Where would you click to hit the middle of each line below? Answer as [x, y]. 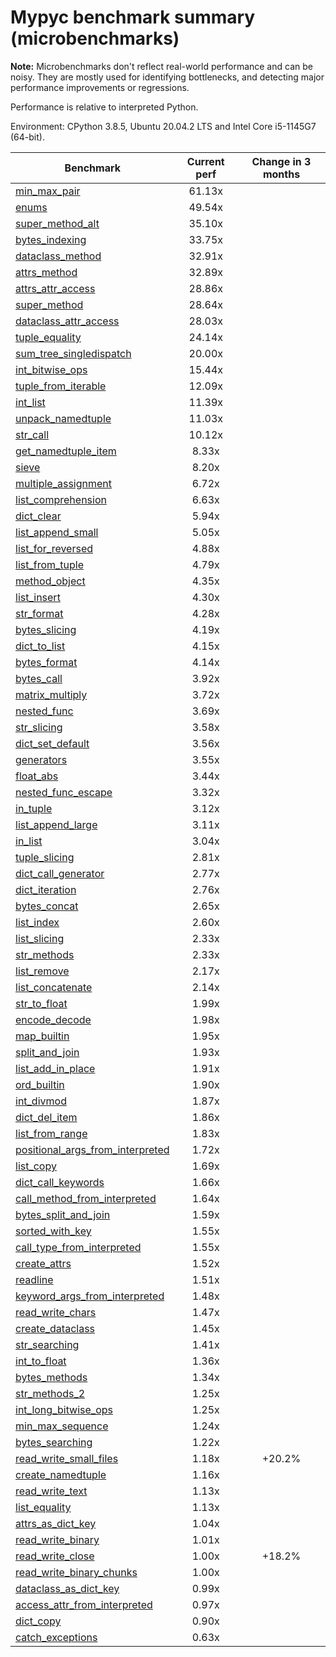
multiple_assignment [64, 483]
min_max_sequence [62, 1426]
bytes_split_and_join [63, 1214]
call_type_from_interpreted [78, 1247]
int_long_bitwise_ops [64, 1409]
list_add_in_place [55, 1068]
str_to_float [41, 1003]
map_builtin [42, 1036]
